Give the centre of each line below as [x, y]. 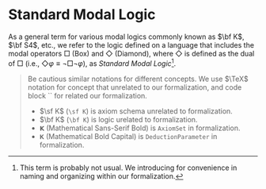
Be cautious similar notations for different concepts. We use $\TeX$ [138, 79]
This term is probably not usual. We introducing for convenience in [128, 168]
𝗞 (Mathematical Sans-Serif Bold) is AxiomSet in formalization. [140, 128]
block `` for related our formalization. [87, 95]
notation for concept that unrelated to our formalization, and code [135, 87]
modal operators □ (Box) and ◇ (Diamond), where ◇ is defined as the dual [131, 53]
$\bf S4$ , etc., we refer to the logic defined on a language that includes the [131, 44]
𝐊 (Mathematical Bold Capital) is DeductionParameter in [128, 136]
